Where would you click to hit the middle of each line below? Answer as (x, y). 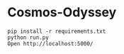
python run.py (28, 37)
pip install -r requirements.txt (57, 31)
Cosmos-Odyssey (62, 12)
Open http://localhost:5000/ (50, 43)
